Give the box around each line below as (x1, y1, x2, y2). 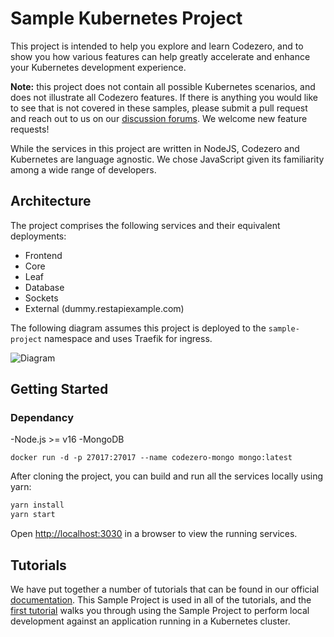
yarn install (10, 500, 65, 511)
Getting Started (10, 381, 109, 398)
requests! (10, 123, 50, 135)
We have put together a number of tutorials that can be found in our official (10, 583, 320, 595)
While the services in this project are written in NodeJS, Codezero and (10, 142, 300, 154)
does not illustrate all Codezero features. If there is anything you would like (10, 91, 318, 103)
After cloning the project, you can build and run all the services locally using (10, 470, 324, 482)
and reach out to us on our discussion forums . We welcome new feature (10, 112, 308, 124)
